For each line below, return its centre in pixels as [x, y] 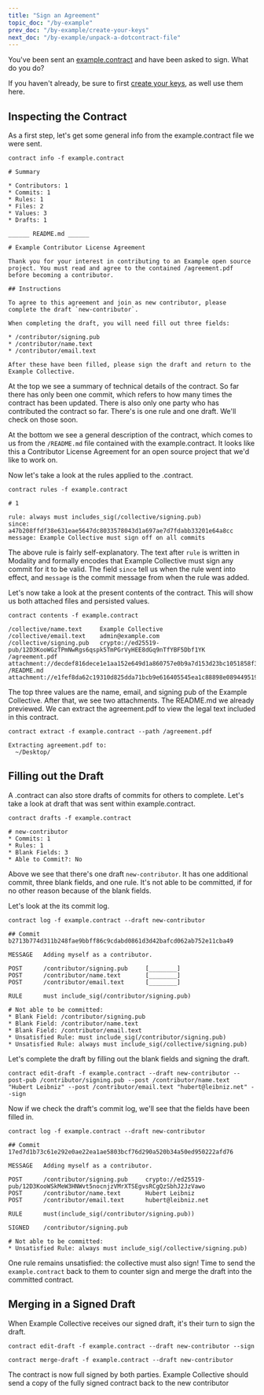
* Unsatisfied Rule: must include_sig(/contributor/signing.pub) [117, 1037]
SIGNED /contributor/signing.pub [68, 1227]
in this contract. [33, 718]
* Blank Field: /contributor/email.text [75, 1030]
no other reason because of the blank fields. [80, 891]
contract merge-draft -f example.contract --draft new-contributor [121, 1360]
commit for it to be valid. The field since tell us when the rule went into [122, 569]
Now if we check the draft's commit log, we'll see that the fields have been [129, 1108]
